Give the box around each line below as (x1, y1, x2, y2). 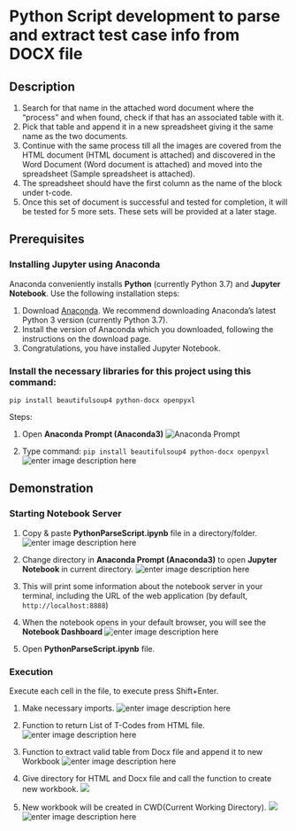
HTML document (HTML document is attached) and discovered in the (21, 150, 276, 160)
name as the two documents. (21, 131, 128, 141)
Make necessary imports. (21, 703, 115, 713)
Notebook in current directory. (21, 563, 134, 574)
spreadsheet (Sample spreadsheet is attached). (21, 168, 196, 179)
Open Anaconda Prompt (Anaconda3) (21, 428, 163, 439)
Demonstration (9, 481, 95, 496)
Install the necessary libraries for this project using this (9, 365, 252, 377)
